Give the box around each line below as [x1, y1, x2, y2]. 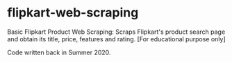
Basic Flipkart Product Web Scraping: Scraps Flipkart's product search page [7, 28, 226, 36]
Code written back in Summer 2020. [7, 48, 111, 56]
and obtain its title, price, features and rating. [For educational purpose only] [7, 34, 226, 43]
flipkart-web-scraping [7, 5, 139, 21]
